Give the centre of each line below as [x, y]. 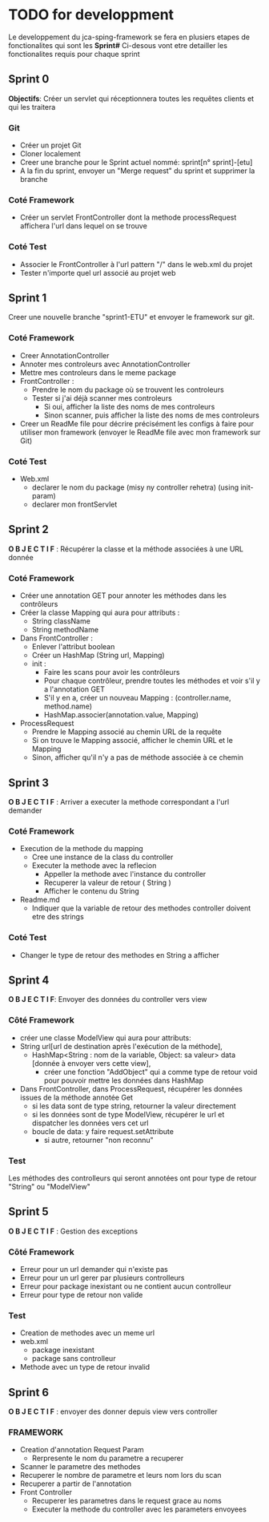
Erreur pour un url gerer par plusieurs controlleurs [102, 1278]
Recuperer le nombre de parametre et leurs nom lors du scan [120, 1476]
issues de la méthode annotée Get [76, 1097]
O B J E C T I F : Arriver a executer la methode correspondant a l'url [119, 801]
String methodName [65, 630]
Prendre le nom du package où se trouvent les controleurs [128, 390]
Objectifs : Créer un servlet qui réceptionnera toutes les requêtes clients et [131, 99]
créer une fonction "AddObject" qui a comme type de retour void [151, 1072]
